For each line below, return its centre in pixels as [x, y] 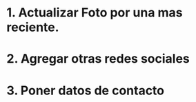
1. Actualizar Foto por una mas [95, 13]
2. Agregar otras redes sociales [98, 59]
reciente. [33, 27]
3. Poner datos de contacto [86, 90]
